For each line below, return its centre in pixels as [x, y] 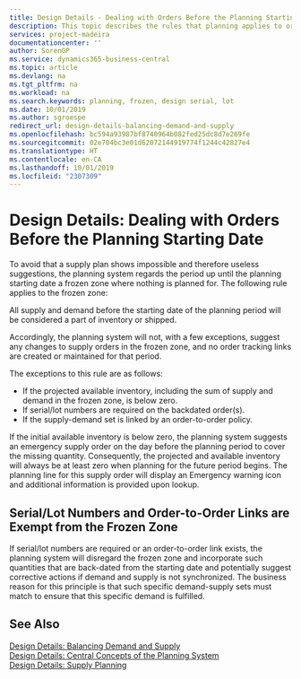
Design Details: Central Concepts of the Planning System [114, 655]
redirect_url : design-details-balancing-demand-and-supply [122, 126]
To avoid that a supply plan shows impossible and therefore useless [134, 265]
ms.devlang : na [38, 76]
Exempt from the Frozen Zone [94, 527]
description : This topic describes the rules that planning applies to [146, 26]
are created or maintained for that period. [86, 356]
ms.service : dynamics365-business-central [90, 59]
